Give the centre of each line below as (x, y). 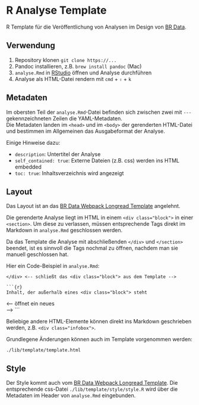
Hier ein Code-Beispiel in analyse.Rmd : (53, 266)
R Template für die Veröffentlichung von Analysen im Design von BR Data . (96, 27)
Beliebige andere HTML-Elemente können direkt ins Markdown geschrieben (99, 322)
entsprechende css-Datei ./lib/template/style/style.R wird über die (92, 389)
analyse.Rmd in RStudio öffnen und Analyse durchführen (83, 73)
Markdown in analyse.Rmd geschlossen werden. (64, 230)
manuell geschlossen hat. (37, 254)
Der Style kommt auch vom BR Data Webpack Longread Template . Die (92, 383)
